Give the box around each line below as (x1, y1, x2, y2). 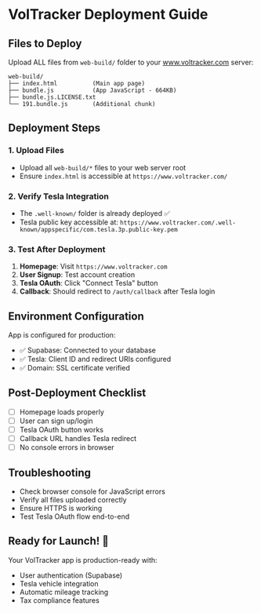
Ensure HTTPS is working (19, 504, 103, 513)
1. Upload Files (8, 145, 64, 156)
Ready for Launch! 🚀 (8, 535, 110, 548)
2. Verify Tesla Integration (8, 191, 110, 202)
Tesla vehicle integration (19, 578, 100, 588)
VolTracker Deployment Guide (8, 5, 208, 24)
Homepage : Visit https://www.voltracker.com (19, 261, 168, 272)
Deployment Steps (8, 122, 100, 135)
